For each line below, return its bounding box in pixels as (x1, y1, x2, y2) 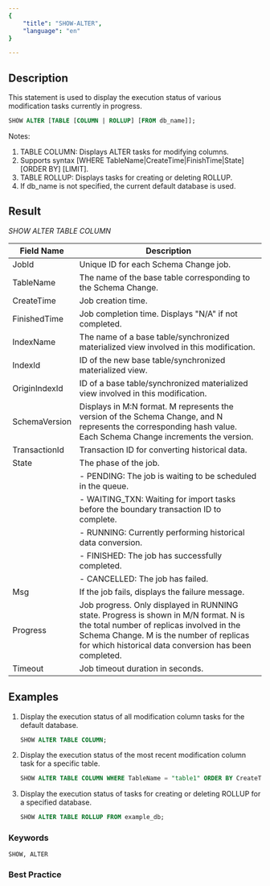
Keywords (8, 832, 49, 843)
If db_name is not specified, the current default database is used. (19, 181, 236, 190)
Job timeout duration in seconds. (79, 663, 204, 674)
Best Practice (8, 869, 62, 880)
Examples (8, 690, 59, 704)
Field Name (19, 245, 64, 256)
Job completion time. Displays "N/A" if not (79, 308, 239, 319)
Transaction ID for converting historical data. (79, 444, 247, 455)
